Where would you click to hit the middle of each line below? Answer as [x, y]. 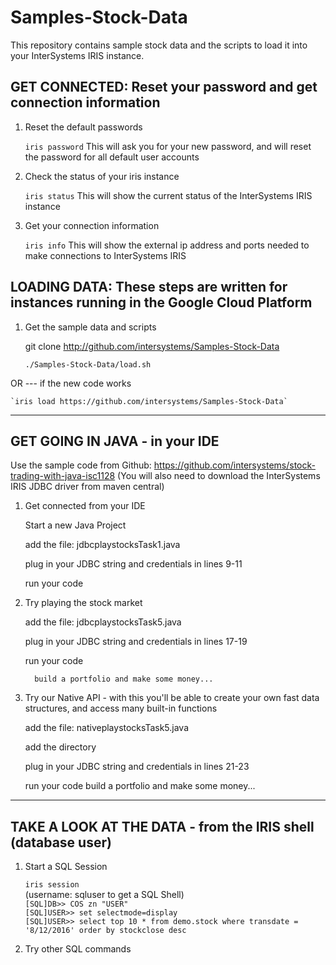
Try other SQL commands [78, 949]
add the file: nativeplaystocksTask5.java [107, 728]
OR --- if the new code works [71, 383]
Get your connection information [92, 225]
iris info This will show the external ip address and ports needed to [167, 245]
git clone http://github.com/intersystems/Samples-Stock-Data [152, 346]
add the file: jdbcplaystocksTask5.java [103, 622]
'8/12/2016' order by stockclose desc [105, 931]
